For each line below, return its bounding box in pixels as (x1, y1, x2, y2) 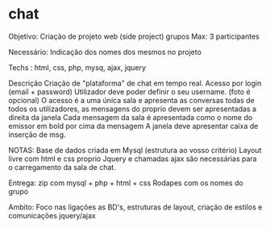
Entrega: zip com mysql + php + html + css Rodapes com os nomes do (8, 178, 243, 188)
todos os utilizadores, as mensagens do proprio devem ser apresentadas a (8, 104, 256, 114)
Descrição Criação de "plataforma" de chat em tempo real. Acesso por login (8, 78, 262, 88)
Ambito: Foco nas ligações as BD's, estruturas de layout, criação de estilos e (8, 202, 263, 212)
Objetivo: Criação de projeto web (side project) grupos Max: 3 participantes (8, 31, 260, 41)
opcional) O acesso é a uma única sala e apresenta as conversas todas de (8, 95, 255, 105)
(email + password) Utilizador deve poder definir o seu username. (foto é (8, 86, 251, 97)
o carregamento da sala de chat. (8, 162, 117, 172)
